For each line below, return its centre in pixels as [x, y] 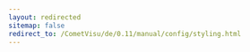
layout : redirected [45, 17]
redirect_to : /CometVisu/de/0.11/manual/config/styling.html [125, 33]
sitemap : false [37, 26]
